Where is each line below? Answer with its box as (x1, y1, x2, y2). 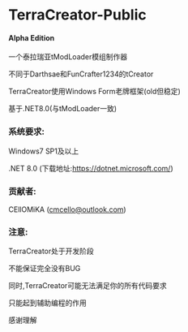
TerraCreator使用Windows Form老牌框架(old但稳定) (8, 87, 181, 97)
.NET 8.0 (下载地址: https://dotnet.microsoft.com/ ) (8, 163, 174, 173)
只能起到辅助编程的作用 (8, 298, 87, 308)
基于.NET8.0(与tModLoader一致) (8, 104, 117, 114)
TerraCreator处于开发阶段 (8, 246, 95, 257)
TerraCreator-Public (8, 6, 147, 24)
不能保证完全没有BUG (8, 264, 81, 274)
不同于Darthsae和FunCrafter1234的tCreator (8, 69, 154, 79)
